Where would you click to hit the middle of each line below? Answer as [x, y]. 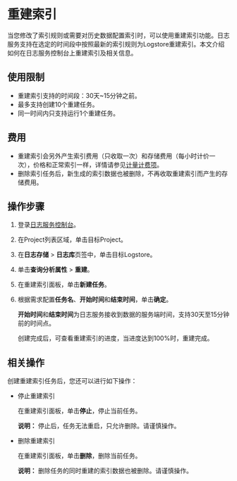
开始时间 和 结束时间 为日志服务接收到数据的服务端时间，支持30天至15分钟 [123, 315]
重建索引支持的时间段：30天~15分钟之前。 [79, 95]
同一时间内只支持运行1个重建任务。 [68, 113]
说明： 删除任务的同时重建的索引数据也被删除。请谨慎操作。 [105, 471]
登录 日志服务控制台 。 [48, 225]
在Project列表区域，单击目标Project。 [72, 239]
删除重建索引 [36, 441]
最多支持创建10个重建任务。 [58, 104]
